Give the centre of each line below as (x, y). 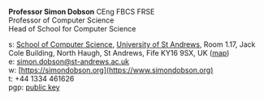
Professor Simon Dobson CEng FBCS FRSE (82, 12)
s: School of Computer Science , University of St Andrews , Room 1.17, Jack (132, 44)
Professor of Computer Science (61, 20)
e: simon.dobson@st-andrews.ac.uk (69, 61)
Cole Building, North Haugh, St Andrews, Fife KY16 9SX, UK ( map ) (119, 53)
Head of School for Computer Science (72, 29)
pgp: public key (34, 87)
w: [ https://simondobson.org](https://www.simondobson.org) (111, 70)
